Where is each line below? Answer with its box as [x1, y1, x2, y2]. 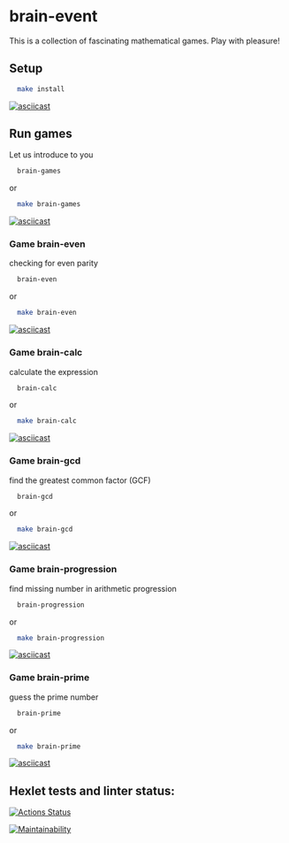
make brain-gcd [17, 525, 73, 534]
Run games [9, 126, 72, 142]
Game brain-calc [9, 347, 83, 359]
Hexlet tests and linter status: [9, 783, 175, 798]
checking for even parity [9, 258, 99, 269]
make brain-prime [17, 741, 81, 751]
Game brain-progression [9, 563, 118, 576]
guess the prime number [9, 692, 99, 702]
